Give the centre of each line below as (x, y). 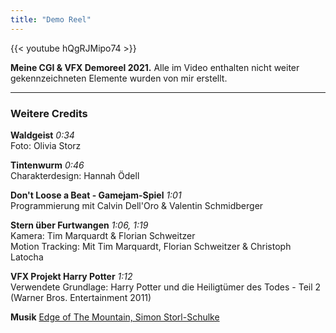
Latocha (27, 257)
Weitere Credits (49, 113)
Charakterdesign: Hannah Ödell (75, 175)
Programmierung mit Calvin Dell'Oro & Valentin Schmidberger (137, 205)
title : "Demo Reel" (51, 19)
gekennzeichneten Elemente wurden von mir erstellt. (119, 78)
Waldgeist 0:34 (42, 135)
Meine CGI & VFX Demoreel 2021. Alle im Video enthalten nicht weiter (155, 67)
